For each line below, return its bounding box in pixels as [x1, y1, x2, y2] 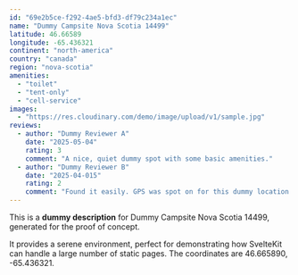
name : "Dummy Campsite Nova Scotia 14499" [9, 21, 170, 30]
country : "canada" [9, 54, 78, 63]
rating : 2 [25, 179, 62, 188]
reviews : [9, 121, 42, 130]
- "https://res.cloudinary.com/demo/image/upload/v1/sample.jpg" [17, 112, 266, 121]
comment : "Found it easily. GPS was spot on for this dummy [25, 187, 253, 196]
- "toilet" [17, 79, 58, 88]
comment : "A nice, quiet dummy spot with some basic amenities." [25, 154, 274, 163]
